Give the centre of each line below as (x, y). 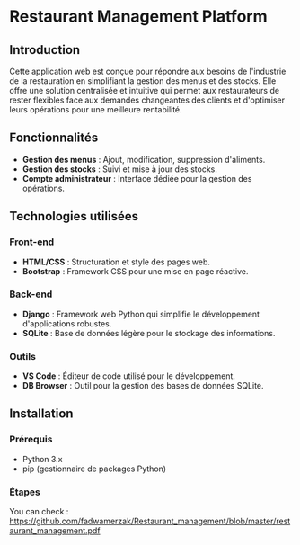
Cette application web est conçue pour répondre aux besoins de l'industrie (148, 71)
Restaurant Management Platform (138, 17)
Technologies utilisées (74, 216)
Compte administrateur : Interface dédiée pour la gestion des (137, 178)
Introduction (45, 50)
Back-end (31, 294)
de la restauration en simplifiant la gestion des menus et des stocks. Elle (143, 81)
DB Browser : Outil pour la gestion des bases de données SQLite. (143, 386)
